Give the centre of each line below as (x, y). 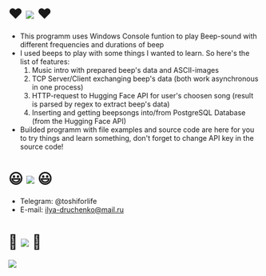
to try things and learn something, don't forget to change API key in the (137, 138)
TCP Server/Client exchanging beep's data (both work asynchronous (145, 78)
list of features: (45, 62)
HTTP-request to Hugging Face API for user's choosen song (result (143, 95)
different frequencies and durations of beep (92, 44)
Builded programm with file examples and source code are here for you (137, 130)
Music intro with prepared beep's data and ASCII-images (125, 70)
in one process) (58, 87)
